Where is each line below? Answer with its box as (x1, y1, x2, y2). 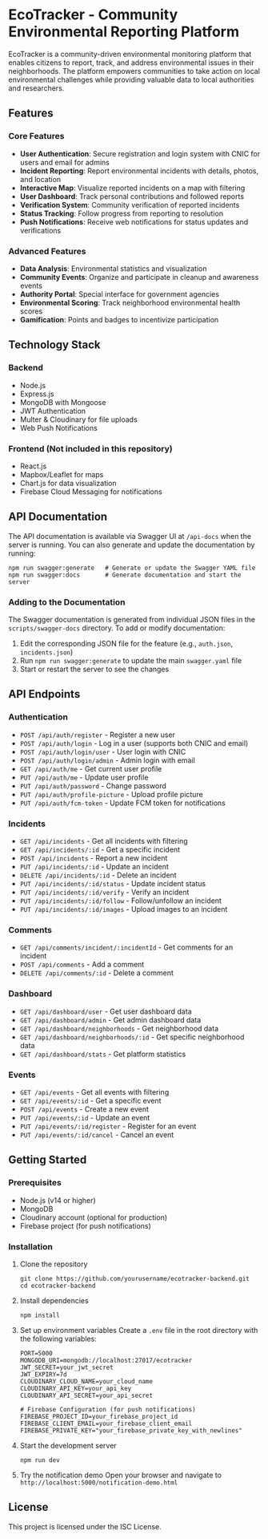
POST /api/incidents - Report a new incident (19, 853, 168, 863)
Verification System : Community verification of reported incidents (19, 200, 240, 209)
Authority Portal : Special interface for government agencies (19, 289, 220, 298)
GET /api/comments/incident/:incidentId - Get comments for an (19, 942, 234, 952)
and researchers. (8, 83, 65, 93)
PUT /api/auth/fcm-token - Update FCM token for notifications (19, 798, 226, 808)
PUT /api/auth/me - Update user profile (19, 772, 149, 782)
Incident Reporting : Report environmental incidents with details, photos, (19, 166, 259, 176)
